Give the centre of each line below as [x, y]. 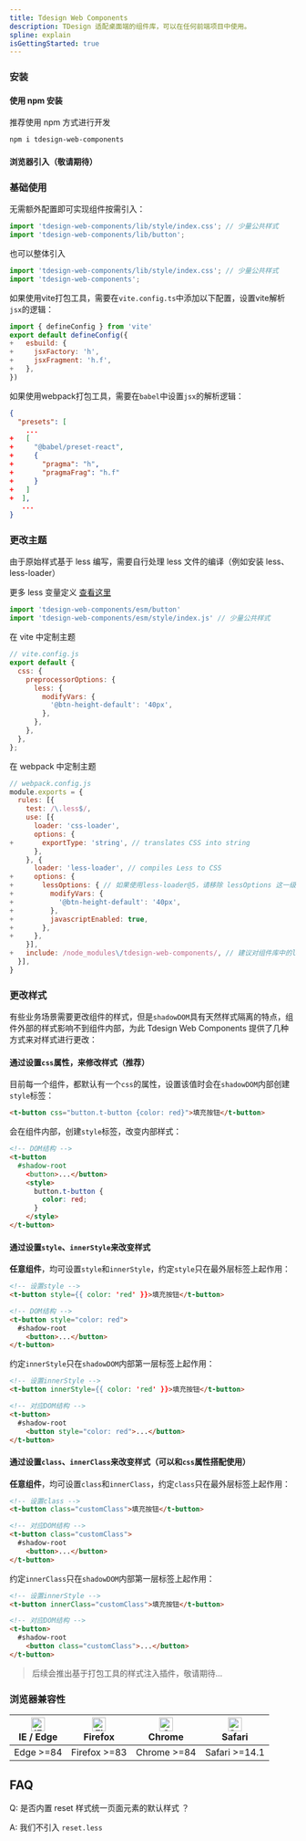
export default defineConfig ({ [69, 335]
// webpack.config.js [51, 783]
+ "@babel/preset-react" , [67, 447]
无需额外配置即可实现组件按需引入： [77, 209]
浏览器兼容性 [38, 1699]
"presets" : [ [42, 422]
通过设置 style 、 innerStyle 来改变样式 [80, 1247]
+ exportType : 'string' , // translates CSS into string [130, 842]
